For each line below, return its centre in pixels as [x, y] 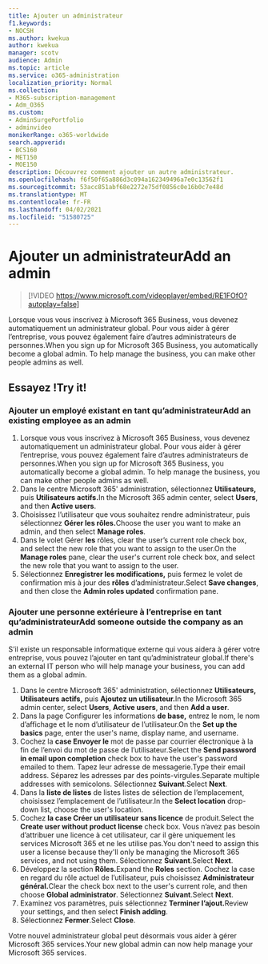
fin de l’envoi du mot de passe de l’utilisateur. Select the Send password [138, 750]
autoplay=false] [54, 305]
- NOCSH [21, 30]
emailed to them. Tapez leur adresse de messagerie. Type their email [132, 767]
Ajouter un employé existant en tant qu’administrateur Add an [130, 410]
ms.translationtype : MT [48, 194]
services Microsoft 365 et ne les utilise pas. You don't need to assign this [139, 844]
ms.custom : [26, 113]
